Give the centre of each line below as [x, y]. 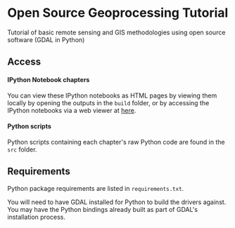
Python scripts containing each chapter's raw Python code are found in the [116, 142]
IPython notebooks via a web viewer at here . [72, 110]
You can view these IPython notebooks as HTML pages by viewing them [112, 95]
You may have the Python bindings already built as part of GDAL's [103, 209]
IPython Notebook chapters [49, 79]
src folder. [22, 149]
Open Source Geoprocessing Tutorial [118, 13]
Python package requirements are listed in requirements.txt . [96, 188]
